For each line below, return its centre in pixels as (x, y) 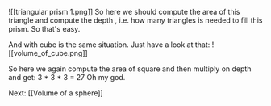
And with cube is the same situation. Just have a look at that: (109, 45)
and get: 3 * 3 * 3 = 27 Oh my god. (67, 77)
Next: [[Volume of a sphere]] (56, 93)
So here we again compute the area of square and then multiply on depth (130, 69)
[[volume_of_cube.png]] (48, 53)
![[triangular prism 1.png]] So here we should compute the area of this (124, 12)
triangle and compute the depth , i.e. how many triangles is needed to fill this (135, 20)
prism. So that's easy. (44, 29)
